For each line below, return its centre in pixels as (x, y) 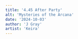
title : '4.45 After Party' (34, 10)
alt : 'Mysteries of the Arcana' (40, 15)
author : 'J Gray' (24, 24)
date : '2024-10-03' (26, 19)
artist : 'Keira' (22, 29)
